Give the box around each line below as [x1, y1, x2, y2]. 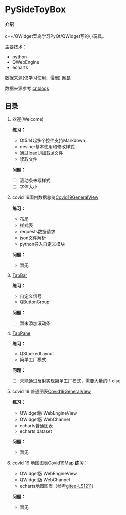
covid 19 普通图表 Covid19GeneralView [12, 388, 91, 395]
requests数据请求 [19, 229, 56, 235]
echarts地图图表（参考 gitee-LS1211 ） [19, 483, 96, 489]
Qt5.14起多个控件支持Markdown [19, 137, 86, 144]
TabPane [12, 330, 31, 336]
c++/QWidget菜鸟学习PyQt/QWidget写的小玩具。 [5, 33, 107, 39]
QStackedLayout [19, 351, 54, 357]
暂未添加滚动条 [19, 320, 51, 326]
